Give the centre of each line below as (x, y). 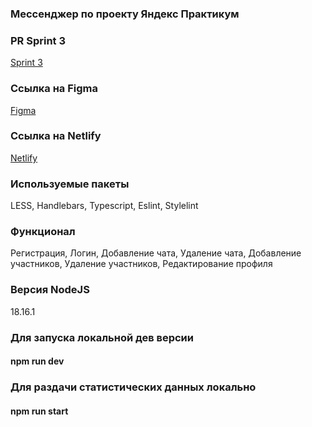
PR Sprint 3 (38, 40)
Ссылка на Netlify (56, 136)
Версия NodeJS (50, 290)
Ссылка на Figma (54, 89)
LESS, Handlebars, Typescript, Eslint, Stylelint (104, 206)
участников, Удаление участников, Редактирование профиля (141, 264)
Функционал (43, 232)
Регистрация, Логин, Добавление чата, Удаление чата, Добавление (156, 253)
